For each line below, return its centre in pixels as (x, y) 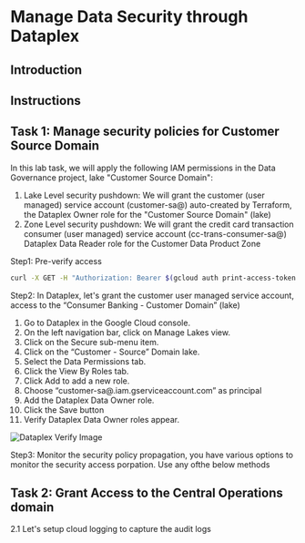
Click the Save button (64, 410)
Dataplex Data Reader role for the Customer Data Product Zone (142, 243)
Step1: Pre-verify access (56, 261)
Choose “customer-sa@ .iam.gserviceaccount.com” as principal (142, 390)
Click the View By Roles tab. (76, 371)
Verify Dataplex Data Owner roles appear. (102, 419)
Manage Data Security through (129, 17)
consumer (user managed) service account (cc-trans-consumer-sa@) (155, 233)
